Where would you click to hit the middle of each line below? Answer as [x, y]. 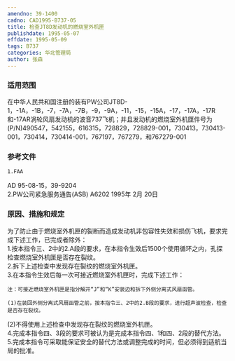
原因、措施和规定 [36, 214]
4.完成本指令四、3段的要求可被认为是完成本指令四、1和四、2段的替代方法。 [116, 333]
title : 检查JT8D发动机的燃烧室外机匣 [56, 27]
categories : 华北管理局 [39, 53]
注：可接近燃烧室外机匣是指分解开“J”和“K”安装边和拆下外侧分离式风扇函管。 [102, 289]
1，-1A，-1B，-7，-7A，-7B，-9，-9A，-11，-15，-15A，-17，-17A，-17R [111, 111]
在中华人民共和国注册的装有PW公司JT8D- [67, 102]
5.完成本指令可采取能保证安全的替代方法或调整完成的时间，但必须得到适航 [114, 341]
